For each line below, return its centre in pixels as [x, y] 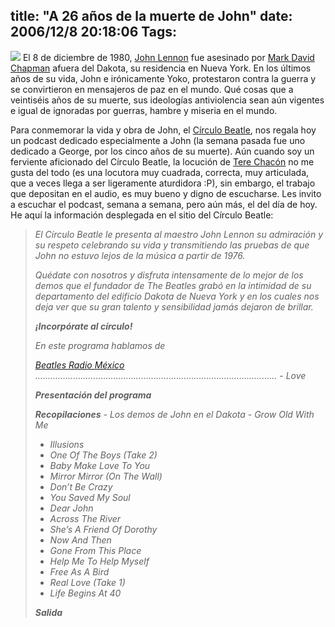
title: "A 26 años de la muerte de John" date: [151, 16]
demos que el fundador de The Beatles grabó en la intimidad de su [173, 285]
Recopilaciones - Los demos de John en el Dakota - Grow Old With [174, 414]
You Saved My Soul [90, 497]
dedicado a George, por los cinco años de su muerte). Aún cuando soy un [162, 151]
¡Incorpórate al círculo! [83, 326]
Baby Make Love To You [100, 465]
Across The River [85, 518]
